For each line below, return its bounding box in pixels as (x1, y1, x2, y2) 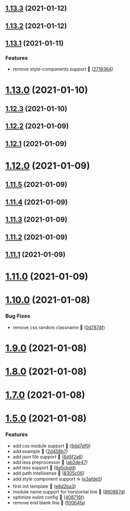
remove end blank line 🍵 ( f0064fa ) (12, 499, 85, 505)
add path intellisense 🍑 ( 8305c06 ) (12, 470, 85, 476)
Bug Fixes (5, 313, 31, 320)
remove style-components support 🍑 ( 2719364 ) (12, 66, 114, 72)
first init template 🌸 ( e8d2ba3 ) (12, 483, 76, 489)
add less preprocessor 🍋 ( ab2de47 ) (12, 459, 88, 465)
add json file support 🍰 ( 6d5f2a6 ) (12, 453, 83, 460)
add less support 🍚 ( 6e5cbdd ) (12, 464, 76, 470)
